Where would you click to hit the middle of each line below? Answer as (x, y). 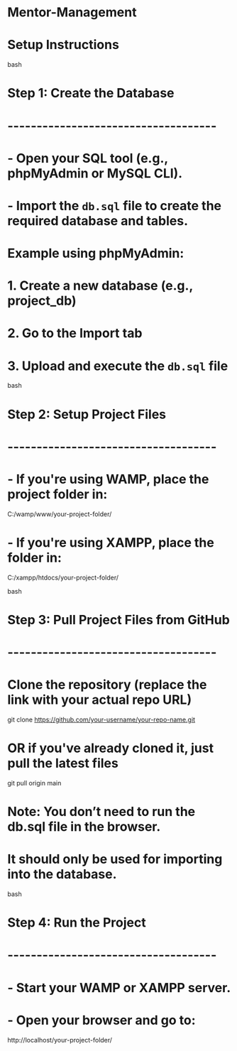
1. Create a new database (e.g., (100, 286)
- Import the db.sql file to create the (115, 206)
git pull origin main (34, 783)
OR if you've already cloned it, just (111, 748)
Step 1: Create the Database (91, 93)
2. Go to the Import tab (75, 333)
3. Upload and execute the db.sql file (118, 366)
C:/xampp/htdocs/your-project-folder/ (63, 577)
